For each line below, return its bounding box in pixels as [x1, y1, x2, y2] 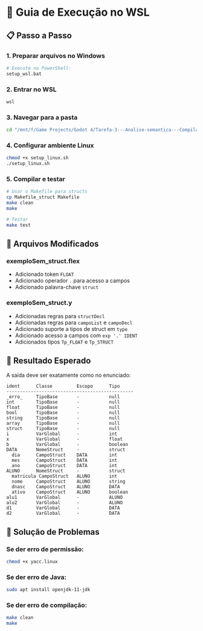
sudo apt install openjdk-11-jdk [6, 587, 91, 593]
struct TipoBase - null [6, 426, 120, 432]
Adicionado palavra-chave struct [14, 284, 98, 291]
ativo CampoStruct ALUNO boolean [11, 489, 129, 495]
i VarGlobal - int [6, 431, 118, 437]
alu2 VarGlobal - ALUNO [6, 500, 123, 506]
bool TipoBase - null [6, 410, 120, 416]
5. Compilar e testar [6, 175, 65, 183]
